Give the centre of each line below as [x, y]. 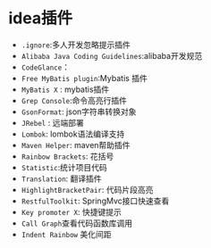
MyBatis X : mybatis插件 [65, 89]
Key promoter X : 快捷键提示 [72, 211]
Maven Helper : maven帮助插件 [76, 145]
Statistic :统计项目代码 [64, 167]
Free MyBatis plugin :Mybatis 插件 [84, 78]
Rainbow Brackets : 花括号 [68, 156]
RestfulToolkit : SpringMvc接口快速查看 [95, 201]
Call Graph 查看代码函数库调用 [77, 223]
